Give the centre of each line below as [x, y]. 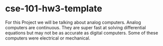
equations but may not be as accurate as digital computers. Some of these [82, 33]
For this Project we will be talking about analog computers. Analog [73, 22]
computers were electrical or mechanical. [48, 38]
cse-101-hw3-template [54, 9]
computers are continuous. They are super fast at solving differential [76, 27]
